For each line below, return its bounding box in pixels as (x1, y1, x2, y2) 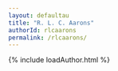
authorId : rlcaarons (8, 26, 77, 34)
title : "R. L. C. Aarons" (8, 19, 94, 27)
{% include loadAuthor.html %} (8, 55, 110, 65)
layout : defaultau (8, 11, 69, 20)
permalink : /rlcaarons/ (8, 33, 88, 42)
